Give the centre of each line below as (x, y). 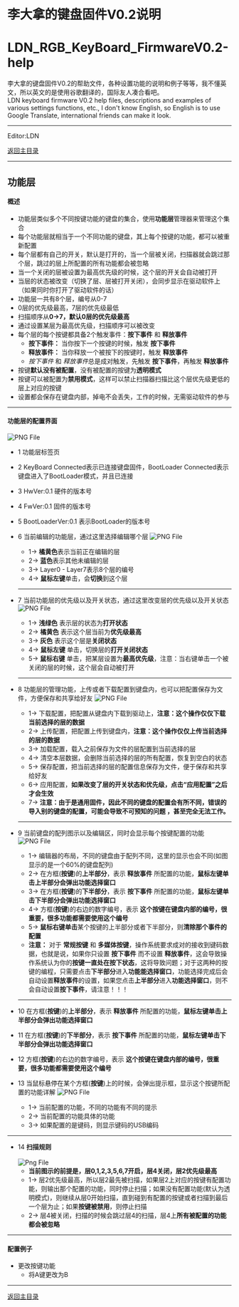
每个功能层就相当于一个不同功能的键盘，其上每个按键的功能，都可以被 (121, 236)
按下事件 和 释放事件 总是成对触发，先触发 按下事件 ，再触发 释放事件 (128, 361)
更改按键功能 (36, 1266)
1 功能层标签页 (39, 452)
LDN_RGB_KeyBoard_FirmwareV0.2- (118, 48)
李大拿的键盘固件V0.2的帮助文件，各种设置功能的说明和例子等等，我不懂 (114, 83)
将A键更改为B (48, 1275)
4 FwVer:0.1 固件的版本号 (54, 506)
